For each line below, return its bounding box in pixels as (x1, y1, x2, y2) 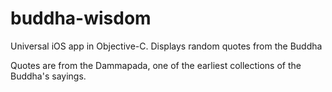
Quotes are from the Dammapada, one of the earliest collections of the (10, 59, 302, 71)
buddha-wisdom (10, 7, 152, 30)
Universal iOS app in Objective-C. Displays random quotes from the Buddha (10, 40, 323, 52)
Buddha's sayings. (10, 70, 87, 82)
